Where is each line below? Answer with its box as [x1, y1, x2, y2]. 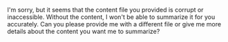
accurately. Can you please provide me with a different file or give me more [7, 20, 222, 28]
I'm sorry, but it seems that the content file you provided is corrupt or [7, 6, 204, 14]
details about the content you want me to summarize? [7, 27, 160, 35]
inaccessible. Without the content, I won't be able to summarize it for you [7, 13, 216, 21]
